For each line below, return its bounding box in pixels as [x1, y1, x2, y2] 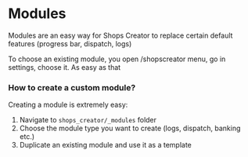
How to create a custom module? [8, 82, 136, 93]
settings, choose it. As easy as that [8, 62, 121, 71]
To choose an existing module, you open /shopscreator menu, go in [8, 54, 226, 64]
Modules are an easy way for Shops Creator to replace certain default [8, 31, 233, 40]
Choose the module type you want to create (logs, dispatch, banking [19, 123, 241, 133]
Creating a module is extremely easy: [8, 100, 128, 110]
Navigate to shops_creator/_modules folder [19, 115, 157, 125]
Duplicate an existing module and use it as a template [19, 141, 192, 150]
